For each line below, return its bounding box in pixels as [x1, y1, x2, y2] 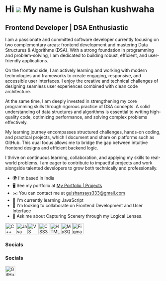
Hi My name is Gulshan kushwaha [5, 3, 155, 15]
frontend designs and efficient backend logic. [5, 145, 98, 150]
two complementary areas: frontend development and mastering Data [5, 42, 148, 48]
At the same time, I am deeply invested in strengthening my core [5, 98, 137, 104]
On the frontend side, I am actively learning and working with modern [5, 67, 148, 73]
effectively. [5, 120, 28, 125]
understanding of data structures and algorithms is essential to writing [5, 109, 149, 115]
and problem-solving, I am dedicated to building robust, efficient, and [5, 52, 148, 58]
